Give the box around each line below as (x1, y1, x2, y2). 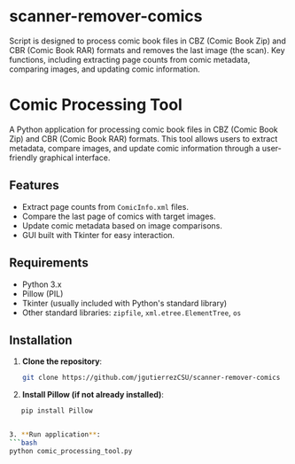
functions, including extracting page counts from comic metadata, (9, 54, 251, 65)
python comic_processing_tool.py (9, 446, 133, 455)
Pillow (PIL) (21, 288, 64, 298)
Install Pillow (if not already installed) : (21, 390, 164, 400)
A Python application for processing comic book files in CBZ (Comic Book (9, 124, 279, 135)
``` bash (9, 438, 38, 447)
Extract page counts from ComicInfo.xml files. (21, 201, 189, 212)
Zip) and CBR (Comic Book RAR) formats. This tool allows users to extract (9, 133, 278, 143)
